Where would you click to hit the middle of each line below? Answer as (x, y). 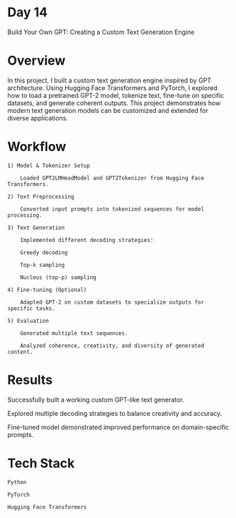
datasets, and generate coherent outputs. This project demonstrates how (114, 103)
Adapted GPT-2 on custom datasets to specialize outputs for (112, 302)
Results (30, 380)
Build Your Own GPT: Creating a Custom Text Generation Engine (101, 32)
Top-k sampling (43, 265)
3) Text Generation (36, 228)
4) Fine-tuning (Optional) (47, 290)
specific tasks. (31, 308)
